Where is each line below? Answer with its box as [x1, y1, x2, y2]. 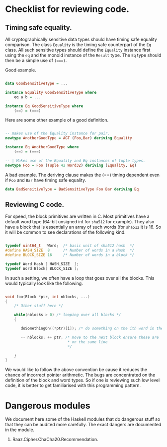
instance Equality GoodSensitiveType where [5, 90, 97, 95]
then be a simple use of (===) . [5, 58, 67, 63]
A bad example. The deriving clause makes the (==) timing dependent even [5, 172, 160, 178]
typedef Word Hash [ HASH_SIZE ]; [5, 261, 79, 266]
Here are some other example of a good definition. [5, 117, 108, 123]
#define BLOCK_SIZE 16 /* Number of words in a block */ [5, 253, 135, 257]
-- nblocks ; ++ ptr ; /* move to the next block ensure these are [20, 335, 159, 340]
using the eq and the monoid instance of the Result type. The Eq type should [5, 52, 162, 58]
